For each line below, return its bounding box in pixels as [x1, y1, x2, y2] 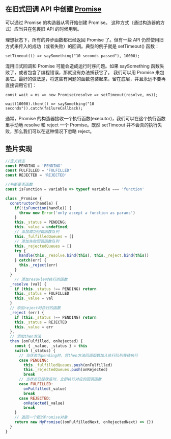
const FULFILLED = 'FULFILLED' [5, 168, 72, 173]
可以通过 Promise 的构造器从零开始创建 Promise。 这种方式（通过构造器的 [5, 19, 160, 26]
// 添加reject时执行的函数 [10, 305, 61, 311]
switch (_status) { [14, 348, 56, 353]
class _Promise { [5, 196, 42, 201]
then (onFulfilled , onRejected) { [10, 339, 83, 344]
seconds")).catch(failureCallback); [5, 105, 83, 111]
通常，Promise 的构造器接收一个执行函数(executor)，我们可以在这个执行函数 [5, 115, 166, 121]
